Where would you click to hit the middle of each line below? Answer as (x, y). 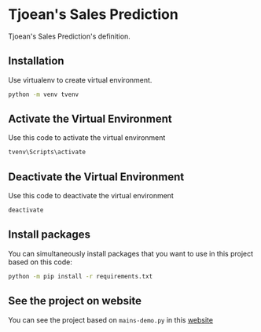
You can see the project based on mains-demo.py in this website (111, 319)
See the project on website (75, 301)
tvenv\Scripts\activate (47, 152)
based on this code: (40, 262)
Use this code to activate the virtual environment (87, 138)
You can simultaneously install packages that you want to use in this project (131, 253)
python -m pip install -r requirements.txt (81, 276)
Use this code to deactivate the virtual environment (91, 196)
